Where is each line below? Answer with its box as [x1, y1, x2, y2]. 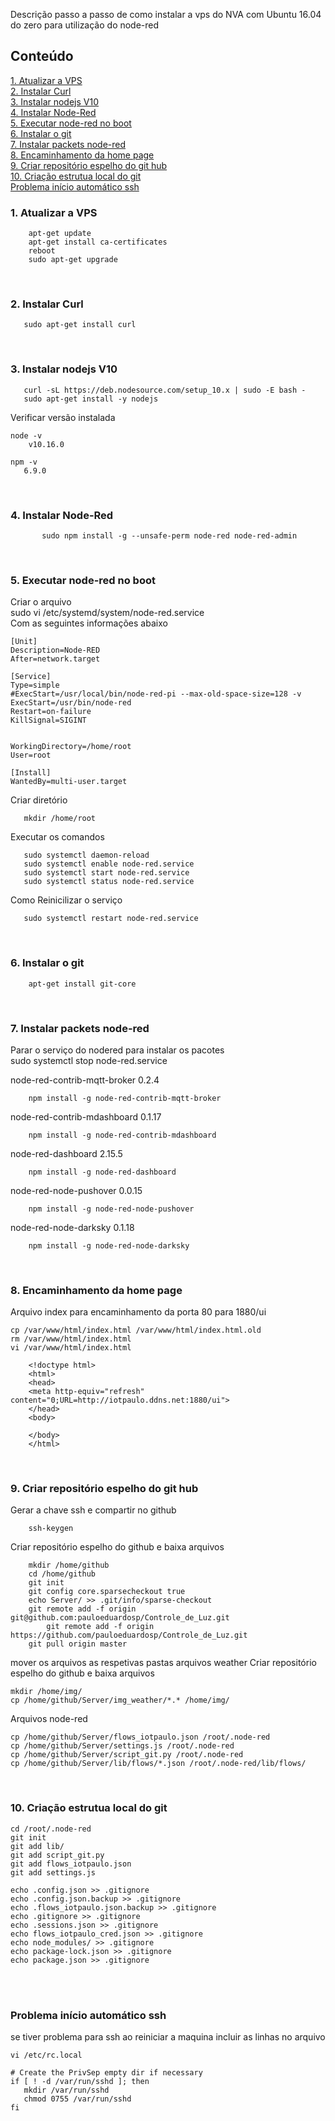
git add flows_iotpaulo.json [10, 1859, 132, 1869]
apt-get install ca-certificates [28, 237, 168, 248]
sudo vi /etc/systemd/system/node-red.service [10, 607, 205, 619]
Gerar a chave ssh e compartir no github [10, 1504, 177, 1516]
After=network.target [10, 654, 101, 664]
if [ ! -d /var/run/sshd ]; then [10, 2077, 150, 2087]
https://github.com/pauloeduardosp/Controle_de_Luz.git [10, 1630, 248, 1641]
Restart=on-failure [10, 707, 92, 717]
